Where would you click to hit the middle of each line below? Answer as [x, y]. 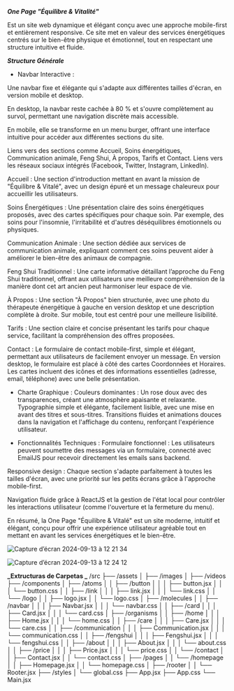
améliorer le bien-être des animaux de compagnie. [80, 258]
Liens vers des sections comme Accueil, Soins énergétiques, [95, 150]
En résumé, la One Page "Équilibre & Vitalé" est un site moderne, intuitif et [114, 520]
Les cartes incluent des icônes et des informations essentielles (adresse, [112, 371]
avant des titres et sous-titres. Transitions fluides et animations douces [119, 415]
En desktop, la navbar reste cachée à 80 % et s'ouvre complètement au [110, 109]
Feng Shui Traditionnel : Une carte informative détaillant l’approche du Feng [116, 272]
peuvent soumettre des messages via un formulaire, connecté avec [114, 450]
